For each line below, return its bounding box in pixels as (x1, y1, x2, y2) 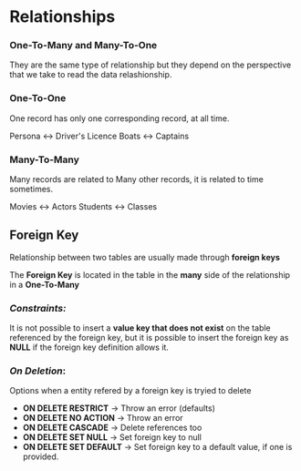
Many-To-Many (9, 153, 80, 166)
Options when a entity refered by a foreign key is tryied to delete (9, 385, 252, 396)
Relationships (9, 6, 116, 27)
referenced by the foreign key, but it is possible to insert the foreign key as (9, 333, 289, 343)
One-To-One (9, 92, 67, 105)
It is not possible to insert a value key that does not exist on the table (9, 323, 271, 333)
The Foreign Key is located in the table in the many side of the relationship (9, 269, 290, 280)
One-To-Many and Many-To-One (9, 39, 158, 52)
